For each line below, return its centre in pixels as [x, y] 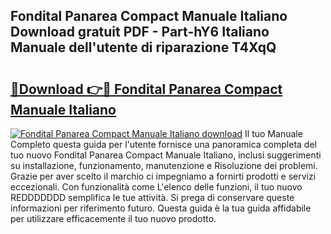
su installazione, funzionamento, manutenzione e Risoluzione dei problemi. [164, 165]
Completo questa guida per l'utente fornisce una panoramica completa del [163, 144]
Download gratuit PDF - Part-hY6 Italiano [140, 32]
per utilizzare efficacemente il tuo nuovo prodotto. [113, 218]
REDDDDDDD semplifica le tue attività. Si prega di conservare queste [152, 197]
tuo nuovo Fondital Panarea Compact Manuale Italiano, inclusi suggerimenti [166, 155]
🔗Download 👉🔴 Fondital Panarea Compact [146, 89]
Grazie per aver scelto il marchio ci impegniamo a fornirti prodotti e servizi [163, 176]
